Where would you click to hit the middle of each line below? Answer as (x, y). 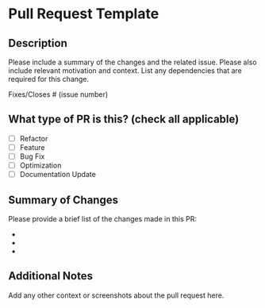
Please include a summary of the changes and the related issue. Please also (132, 62)
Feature (32, 147)
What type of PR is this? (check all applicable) (124, 119)
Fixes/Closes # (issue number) (58, 94)
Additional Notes (51, 276)
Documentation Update (58, 175)
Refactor (34, 138)
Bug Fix (32, 156)
